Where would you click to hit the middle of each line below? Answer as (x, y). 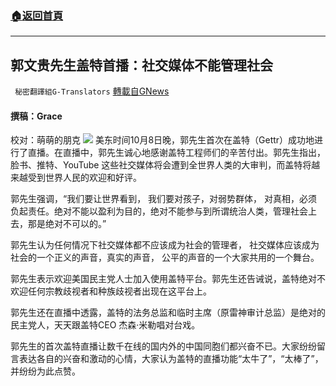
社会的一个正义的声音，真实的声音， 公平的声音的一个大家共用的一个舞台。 (165, 258)
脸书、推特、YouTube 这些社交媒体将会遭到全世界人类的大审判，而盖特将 (161, 165)
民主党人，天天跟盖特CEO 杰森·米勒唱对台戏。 (105, 325)
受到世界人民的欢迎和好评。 (84, 178)
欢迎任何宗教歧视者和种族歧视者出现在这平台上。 (111, 291)
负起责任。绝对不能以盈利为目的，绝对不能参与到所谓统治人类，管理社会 (159, 211)
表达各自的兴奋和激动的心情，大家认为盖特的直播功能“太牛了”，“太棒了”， (171, 359)
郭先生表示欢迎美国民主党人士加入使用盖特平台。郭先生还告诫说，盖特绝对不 (168, 279)
